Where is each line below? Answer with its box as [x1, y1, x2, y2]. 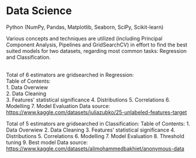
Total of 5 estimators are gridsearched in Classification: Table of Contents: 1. [6, 120, 190, 127]
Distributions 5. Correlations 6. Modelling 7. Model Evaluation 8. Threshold [6, 132, 184, 139]
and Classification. [6, 53, 51, 60]
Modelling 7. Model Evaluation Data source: [6, 102, 110, 109]
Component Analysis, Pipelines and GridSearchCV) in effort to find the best [6, 41, 188, 48]
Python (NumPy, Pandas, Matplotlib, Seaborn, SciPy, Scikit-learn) [6, 23, 164, 31]
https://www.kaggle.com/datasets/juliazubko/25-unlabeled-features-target [6, 109, 187, 116]
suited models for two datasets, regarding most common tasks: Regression [6, 47, 187, 54]
